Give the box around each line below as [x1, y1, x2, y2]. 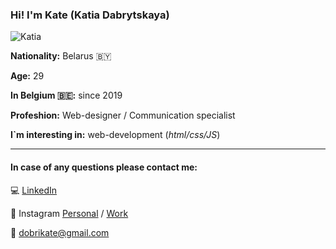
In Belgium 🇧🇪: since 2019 [10, 89, 123, 102]
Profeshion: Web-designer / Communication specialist [10, 109, 236, 122]
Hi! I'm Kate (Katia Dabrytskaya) [10, 8, 170, 22]
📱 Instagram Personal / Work [10, 207, 129, 219]
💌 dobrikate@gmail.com [10, 226, 110, 238]
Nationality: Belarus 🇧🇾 [10, 50, 112, 62]
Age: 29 [10, 70, 45, 82]
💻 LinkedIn [10, 184, 58, 196]
